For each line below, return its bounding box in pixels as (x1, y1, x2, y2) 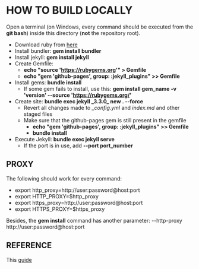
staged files (23, 110, 53, 118)
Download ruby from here (14, 41, 78, 48)
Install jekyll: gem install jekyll (14, 53, 89, 61)
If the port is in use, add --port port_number (23, 142, 134, 149)
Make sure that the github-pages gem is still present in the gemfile (23, 116, 187, 124)
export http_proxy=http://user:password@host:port (14, 186, 141, 194)
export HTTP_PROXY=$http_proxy (14, 192, 99, 200)
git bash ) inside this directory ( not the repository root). (6, 29, 141, 36)
